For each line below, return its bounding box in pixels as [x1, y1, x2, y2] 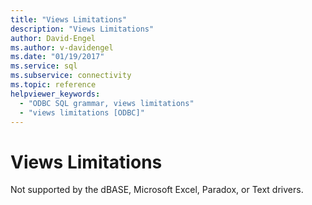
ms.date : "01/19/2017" [10, 52, 105, 62]
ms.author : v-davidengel [10, 42, 114, 53]
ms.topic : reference [10, 80, 97, 90]
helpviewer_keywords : [10, 89, 101, 99]
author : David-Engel [10, 33, 97, 43]
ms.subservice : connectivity [10, 71, 132, 81]
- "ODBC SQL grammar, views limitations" [19, 98, 195, 108]
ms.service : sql [10, 61, 78, 71]
